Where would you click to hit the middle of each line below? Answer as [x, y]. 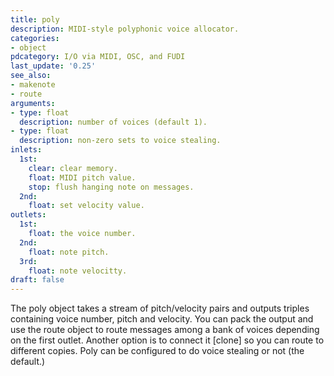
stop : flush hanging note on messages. [111, 187]
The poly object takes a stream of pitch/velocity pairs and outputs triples [160, 308]
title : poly [35, 19]
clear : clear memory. [73, 168]
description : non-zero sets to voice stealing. [120, 141]
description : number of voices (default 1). [113, 122]
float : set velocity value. [86, 206]
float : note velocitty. [78, 271]
